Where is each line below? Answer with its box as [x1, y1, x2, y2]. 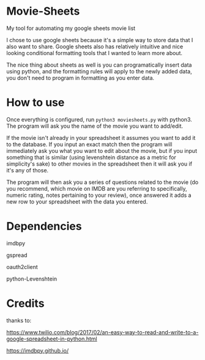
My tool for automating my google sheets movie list [6, 24, 136, 32]
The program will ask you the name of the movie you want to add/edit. [6, 122, 184, 130]
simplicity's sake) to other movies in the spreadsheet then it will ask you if [6, 160, 193, 167]
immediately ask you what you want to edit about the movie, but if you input [6, 147, 198, 154]
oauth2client [6, 263, 38, 270]
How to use [6, 96, 65, 109]
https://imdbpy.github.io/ [6, 347, 69, 354]
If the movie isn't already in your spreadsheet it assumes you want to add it [6, 134, 196, 141]
